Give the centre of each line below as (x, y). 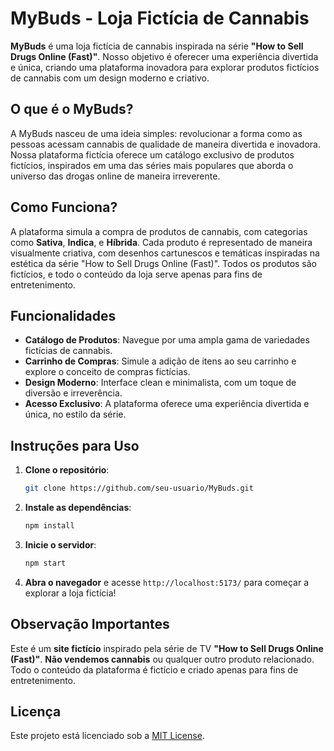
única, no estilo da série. (75, 414)
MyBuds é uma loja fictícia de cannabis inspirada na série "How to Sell (157, 46)
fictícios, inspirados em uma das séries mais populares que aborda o (152, 165)
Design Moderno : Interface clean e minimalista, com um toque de (160, 383)
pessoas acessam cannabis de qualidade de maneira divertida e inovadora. (165, 144)
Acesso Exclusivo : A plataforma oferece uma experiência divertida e (167, 404)
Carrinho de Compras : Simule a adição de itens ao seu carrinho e (160, 361)
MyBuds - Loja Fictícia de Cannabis (160, 18)
